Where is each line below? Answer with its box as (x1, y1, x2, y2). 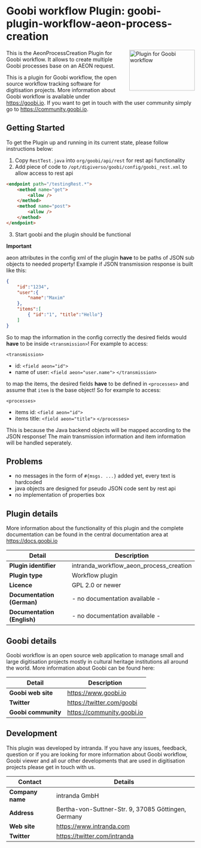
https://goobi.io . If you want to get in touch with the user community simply (6, 99, 191, 106)
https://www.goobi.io (66, 689, 127, 697)
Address (9, 809, 34, 817)
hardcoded (14, 479, 42, 486)
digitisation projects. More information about (6, 86, 115, 93)
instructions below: (6, 145, 53, 152)
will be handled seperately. (6, 439, 73, 446)
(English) (9, 615, 36, 624)
